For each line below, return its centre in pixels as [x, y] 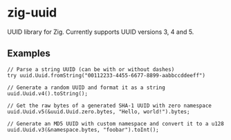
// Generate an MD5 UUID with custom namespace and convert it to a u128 [116, 123]
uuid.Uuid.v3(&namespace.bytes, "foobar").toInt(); [83, 130]
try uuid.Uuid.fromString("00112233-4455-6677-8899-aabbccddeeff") [107, 75]
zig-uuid [32, 13]
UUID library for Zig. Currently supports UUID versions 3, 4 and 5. [101, 32]
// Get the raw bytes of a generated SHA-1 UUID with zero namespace [110, 106]
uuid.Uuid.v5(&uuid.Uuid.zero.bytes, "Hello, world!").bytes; [99, 112]
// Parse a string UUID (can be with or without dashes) [91, 69]
